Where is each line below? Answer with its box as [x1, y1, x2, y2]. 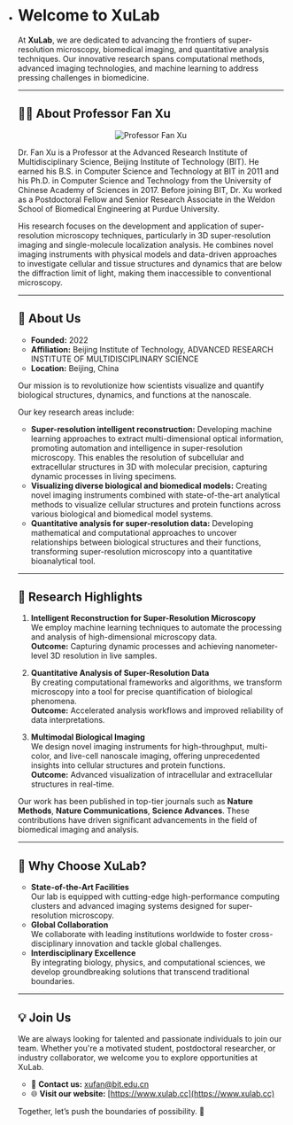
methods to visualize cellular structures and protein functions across [30, 499, 281, 509]
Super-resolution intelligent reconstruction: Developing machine [30, 423, 273, 434]
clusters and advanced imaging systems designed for [30, 901, 227, 912]
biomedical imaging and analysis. [17, 825, 140, 835]
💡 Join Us [17, 1010, 72, 1025]
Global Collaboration [30, 919, 109, 930]
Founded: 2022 [30, 334, 89, 345]
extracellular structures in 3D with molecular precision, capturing [30, 462, 268, 472]
